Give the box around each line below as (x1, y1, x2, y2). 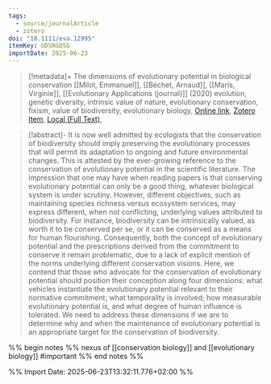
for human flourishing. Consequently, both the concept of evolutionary (27, 233, 263, 242)
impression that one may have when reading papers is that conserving (27, 173, 263, 182)
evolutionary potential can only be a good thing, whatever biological (27, 182, 254, 190)
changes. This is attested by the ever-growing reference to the (27, 156, 236, 165)
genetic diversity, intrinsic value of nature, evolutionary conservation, (27, 98, 259, 106)
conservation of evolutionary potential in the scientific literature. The (27, 165, 256, 173)
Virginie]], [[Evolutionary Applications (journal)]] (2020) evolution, (27, 89, 248, 98)
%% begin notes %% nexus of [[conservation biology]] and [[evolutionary (8, 343, 256, 352)
